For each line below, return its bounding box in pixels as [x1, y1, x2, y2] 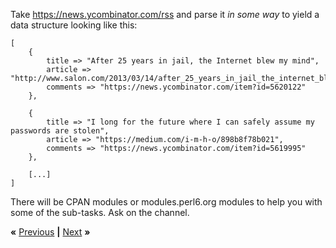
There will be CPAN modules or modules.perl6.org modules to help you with [10, 196, 323, 208]
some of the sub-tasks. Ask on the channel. [10, 207, 190, 218]
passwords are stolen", [10, 126, 110, 136]
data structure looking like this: [10, 19, 138, 31]
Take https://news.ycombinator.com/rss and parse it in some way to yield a [10, 9, 320, 20]
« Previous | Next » [10, 226, 91, 238]
